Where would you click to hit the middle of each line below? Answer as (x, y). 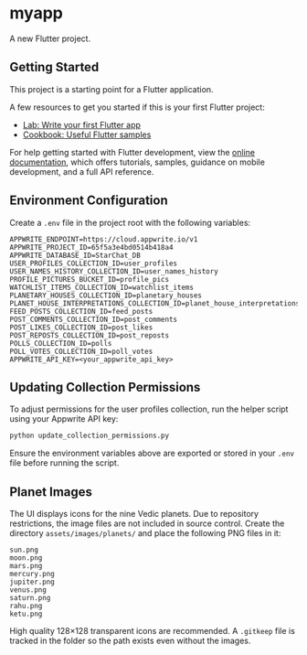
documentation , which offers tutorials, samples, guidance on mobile (137, 162)
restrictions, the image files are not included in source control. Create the (147, 523)
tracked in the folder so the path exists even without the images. (130, 641)
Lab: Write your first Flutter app (82, 124)
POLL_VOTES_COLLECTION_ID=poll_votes (81, 351)
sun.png (24, 550)
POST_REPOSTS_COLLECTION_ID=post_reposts (90, 335)
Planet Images (51, 492)
